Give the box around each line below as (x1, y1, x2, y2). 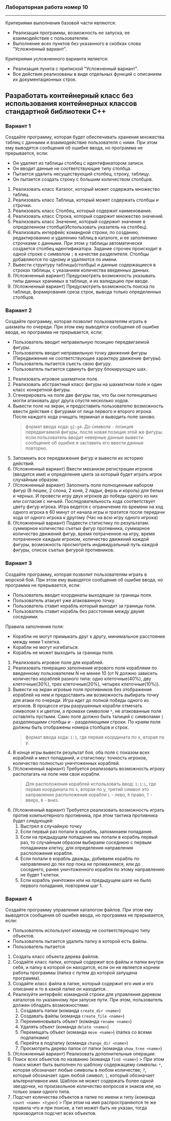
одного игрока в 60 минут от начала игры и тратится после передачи (12, 509, 165, 515)
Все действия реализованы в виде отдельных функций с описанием (12, 71, 162, 77)
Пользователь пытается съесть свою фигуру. (12, 361, 112, 367)
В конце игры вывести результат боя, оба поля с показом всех (12, 749, 150, 755)
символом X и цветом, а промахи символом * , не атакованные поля (12, 708, 162, 714)
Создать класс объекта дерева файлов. (12, 953, 99, 959)
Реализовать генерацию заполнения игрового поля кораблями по (12, 665, 157, 671)
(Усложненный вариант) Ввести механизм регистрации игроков (12, 466, 153, 472)
